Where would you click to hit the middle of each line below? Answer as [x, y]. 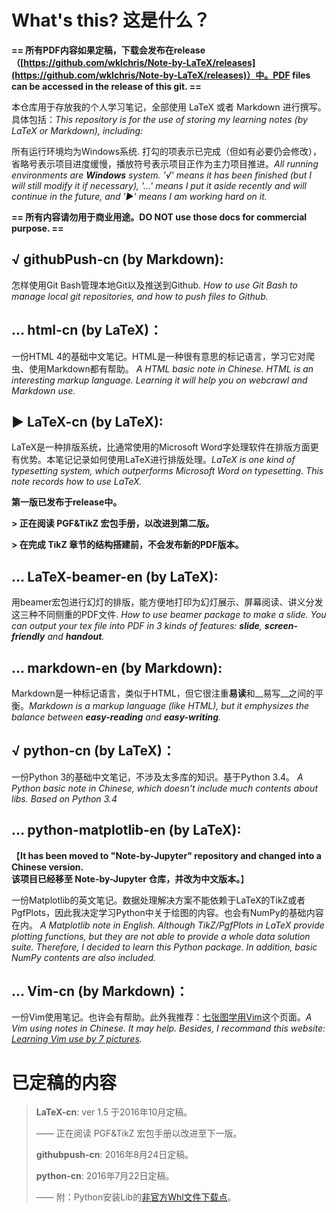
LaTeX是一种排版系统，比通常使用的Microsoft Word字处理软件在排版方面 [161, 447]
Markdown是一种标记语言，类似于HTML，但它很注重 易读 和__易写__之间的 [163, 693]
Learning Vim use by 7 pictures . [77, 1039]
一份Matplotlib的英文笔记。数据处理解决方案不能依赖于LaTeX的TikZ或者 [158, 900]
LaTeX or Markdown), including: [77, 130]
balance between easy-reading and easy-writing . [116, 717]
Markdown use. [43, 390]
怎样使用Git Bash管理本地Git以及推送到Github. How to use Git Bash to [154, 285]
